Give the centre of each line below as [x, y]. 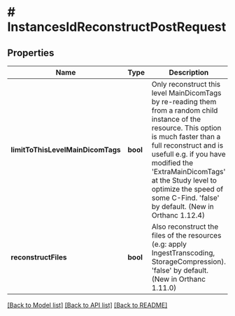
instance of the [176, 119]
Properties [31, 53]
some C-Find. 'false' [185, 198]
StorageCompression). [188, 261]
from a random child [185, 110]
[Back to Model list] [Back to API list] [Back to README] [87, 305]
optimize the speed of [187, 189]
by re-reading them [184, 102]
